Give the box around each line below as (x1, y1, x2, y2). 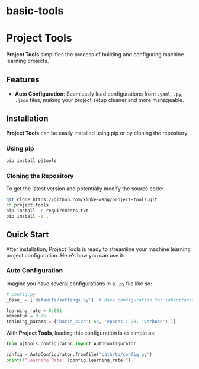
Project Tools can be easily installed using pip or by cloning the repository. (6, 129, 189, 136)
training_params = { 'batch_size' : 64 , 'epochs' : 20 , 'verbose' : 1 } (6, 319, 176, 325)
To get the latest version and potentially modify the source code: (6, 185, 164, 192)
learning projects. (6, 58, 49, 65)
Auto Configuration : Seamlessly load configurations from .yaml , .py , (14, 90, 184, 97)
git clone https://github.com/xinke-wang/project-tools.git (6, 197, 158, 203)
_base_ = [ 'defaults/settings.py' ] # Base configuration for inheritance (6, 297, 195, 303)
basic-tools (6, 4, 64, 18)
